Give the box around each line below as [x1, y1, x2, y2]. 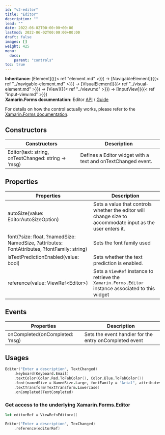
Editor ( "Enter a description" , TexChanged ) [5, 421, 96, 426]
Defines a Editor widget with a [80, 151, 149, 158]
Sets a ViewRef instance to [93, 268, 154, 274]
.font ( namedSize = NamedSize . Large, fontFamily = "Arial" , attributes [14, 380, 162, 385]
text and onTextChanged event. [80, 158, 152, 165]
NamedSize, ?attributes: [7, 239, 63, 246]
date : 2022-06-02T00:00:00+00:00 [5, 26, 74, 31]
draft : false [5, 35, 32, 40]
